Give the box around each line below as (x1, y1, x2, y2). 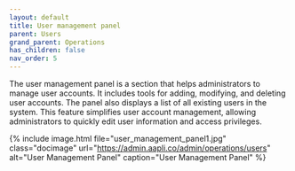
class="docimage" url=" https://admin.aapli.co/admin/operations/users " (9, 143, 271, 153)
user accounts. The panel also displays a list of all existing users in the (9, 97, 267, 107)
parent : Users (9, 29, 62, 38)
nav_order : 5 (9, 54, 58, 63)
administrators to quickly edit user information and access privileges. (9, 116, 262, 127)
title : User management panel (9, 21, 122, 30)
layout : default (9, 12, 69, 22)
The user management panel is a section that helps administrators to (9, 79, 260, 89)
